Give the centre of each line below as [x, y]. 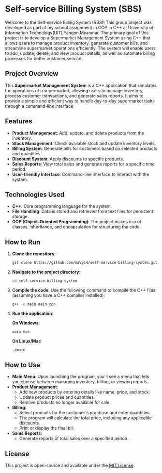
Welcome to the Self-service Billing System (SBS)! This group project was [78, 22]
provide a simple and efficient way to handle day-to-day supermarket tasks [80, 101]
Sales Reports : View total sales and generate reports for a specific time [83, 164]
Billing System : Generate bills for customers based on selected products [85, 148]
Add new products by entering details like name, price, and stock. [85, 392]
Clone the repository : [34, 254]
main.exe [21, 332]
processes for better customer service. [44, 58]
